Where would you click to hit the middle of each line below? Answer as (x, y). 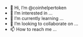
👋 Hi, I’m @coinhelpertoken (38, 8)
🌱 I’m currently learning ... (37, 18)
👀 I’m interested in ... (31, 13)
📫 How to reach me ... (33, 29)
